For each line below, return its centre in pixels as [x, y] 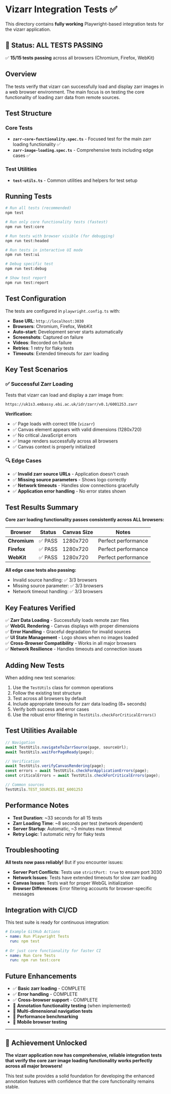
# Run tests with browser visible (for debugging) [60, 236]
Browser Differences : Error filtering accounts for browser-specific [82, 889]
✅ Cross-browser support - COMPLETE [55, 1000]
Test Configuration [36, 299]
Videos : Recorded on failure [42, 342]
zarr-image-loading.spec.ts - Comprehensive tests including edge [83, 150]
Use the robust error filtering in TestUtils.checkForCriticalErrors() [84, 715]
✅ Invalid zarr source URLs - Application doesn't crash [70, 474]
